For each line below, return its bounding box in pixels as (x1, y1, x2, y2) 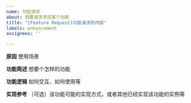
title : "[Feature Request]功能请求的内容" (6, 20, 107, 25)
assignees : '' (6, 31, 42, 37)
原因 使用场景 (6, 53, 39, 60)
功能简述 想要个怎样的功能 (6, 66, 70, 73)
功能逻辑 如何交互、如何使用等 (6, 78, 81, 85)
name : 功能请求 (6, 8, 40, 15)
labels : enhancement (6, 25, 58, 31)
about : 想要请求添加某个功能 (6, 14, 70, 20)
